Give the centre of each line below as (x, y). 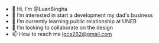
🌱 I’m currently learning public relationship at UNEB (74, 21)
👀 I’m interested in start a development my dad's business (82, 15)
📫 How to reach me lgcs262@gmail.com (62, 34)
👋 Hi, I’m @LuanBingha (40, 9)
